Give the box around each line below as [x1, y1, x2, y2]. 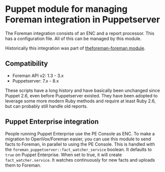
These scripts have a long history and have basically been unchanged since [5, 87, 160, 93]
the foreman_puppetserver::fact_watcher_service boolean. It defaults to [5, 146, 152, 152]
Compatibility [5, 59, 48, 68]
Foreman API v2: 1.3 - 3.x [12, 73, 64, 79]
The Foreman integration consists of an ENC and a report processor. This [5, 30, 155, 36]
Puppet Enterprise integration [5, 118, 99, 126]
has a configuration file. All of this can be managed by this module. [5, 36, 142, 42]
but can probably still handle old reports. [5, 103, 88, 109]
